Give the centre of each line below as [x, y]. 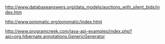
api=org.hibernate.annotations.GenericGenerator [55, 36]
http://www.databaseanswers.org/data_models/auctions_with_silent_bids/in [82, 7]
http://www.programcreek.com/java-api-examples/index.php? [69, 31]
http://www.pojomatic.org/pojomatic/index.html [54, 22]
